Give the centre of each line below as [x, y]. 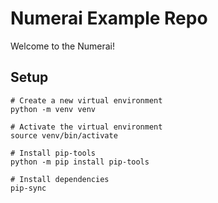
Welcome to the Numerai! [62, 46]
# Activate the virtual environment [86, 127]
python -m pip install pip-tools [80, 162]
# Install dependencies [60, 179]
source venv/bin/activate [64, 135]
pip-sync [28, 188]
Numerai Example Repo [109, 18]
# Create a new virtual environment [86, 100]
